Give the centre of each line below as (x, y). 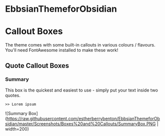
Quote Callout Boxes (37, 65)
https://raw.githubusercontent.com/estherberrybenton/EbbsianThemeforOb (83, 118)
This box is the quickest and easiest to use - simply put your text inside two (82, 90)
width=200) (17, 129)
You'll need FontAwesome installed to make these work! (62, 50)
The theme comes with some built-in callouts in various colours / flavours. (80, 45)
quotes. (13, 95)
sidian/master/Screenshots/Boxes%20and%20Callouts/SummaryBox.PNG (81, 124)
